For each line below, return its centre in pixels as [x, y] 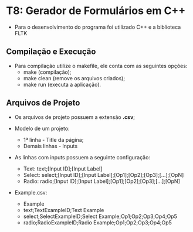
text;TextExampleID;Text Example [64, 210]
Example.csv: [31, 192]
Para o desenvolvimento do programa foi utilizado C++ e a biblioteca [98, 27]
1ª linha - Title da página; [53, 139]
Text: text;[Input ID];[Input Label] [63, 169]
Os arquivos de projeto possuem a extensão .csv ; [75, 117]
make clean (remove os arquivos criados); [74, 78]
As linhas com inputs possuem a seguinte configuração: [82, 157]
